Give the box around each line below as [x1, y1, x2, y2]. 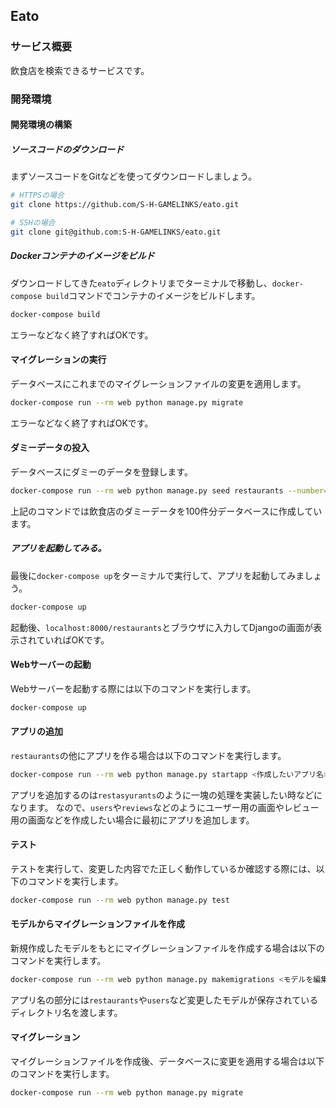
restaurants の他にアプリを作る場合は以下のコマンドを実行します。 [10, 749, 287, 761]
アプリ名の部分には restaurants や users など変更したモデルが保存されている [10, 994, 319, 1006]
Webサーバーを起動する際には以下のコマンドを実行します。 [10, 682, 257, 694]
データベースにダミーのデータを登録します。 [10, 465, 193, 478]
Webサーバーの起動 [10, 659, 92, 671]
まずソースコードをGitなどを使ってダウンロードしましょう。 [10, 170, 258, 183]
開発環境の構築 [10, 119, 72, 131]
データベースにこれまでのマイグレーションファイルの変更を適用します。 [10, 377, 307, 389]
